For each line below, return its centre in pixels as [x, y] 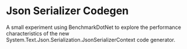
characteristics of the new [38, 33]
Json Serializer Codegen [68, 11]
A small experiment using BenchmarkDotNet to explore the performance [93, 27]
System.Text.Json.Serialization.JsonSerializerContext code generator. [91, 40]
